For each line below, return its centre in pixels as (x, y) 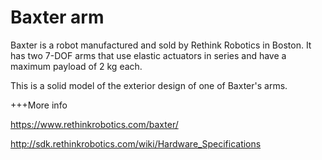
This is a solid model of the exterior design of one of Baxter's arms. (149, 85)
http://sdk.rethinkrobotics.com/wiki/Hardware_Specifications (136, 143)
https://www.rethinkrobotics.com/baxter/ (94, 124)
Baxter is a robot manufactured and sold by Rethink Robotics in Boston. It (161, 45)
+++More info (39, 105)
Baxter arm (57, 17)
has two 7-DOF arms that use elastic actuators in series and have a (148, 55)
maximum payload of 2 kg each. (76, 66)
